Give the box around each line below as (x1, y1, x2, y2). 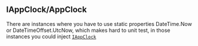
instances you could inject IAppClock (6, 32, 97, 40)
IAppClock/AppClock (6, 5, 87, 15)
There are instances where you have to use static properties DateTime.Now (6, 20, 193, 27)
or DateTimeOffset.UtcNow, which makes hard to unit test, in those (6, 27, 170, 34)
